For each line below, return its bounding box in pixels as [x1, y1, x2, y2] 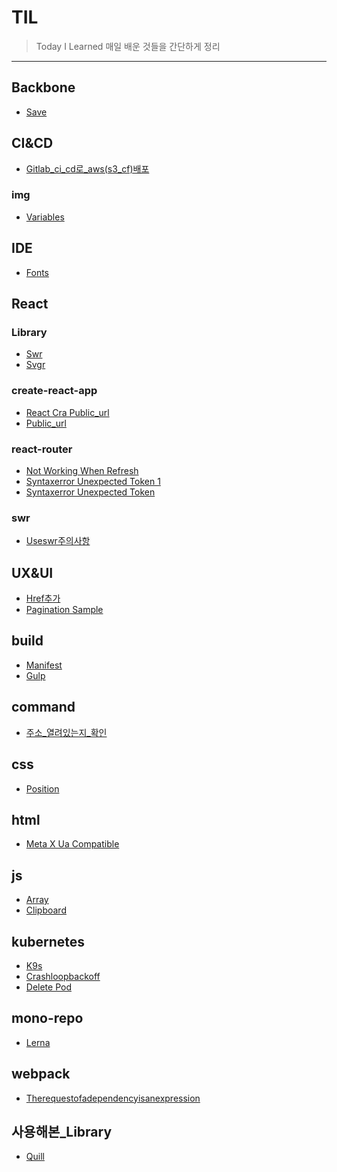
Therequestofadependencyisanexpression [25, 1092, 201, 1104]
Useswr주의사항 [25, 535, 91, 547]
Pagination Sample [25, 604, 104, 616]
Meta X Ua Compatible [25, 838, 120, 850]
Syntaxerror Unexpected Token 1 [25, 475, 161, 487]
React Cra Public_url [25, 406, 110, 418]
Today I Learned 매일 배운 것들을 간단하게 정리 [35, 40, 221, 52]
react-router [11, 442, 73, 456]
